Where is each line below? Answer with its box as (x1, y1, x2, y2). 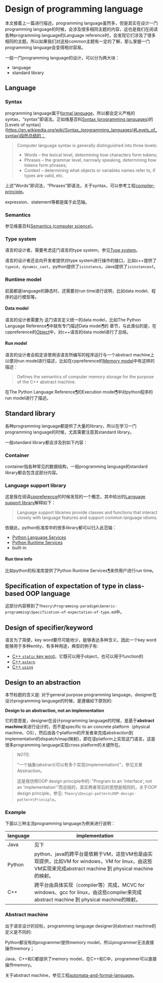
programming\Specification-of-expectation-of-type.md (5, 610, 116, 615)
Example (5, 809, 26, 816)
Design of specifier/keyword (5, 623, 93, 631)
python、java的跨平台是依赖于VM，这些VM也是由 (34, 851, 148, 857)
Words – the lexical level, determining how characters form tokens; (24, 152, 158, 158)
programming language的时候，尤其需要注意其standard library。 (5, 429, 134, 435)
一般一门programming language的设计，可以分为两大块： (5, 55, 120, 60)
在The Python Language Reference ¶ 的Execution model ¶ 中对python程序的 (5, 389, 153, 395)
